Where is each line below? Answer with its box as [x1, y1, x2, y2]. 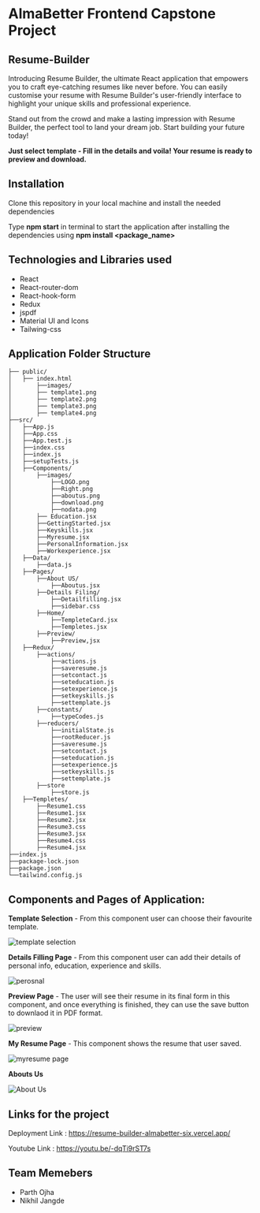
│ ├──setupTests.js [8, 458, 80, 466]
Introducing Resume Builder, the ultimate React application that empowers [8, 74, 249, 83]
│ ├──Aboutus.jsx [8, 582, 101, 590]
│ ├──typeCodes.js [8, 713, 104, 721]
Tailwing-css [19, 324, 61, 333]
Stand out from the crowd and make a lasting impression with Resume [8, 114, 236, 123]
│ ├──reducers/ [8, 720, 80, 727]
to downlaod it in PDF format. [8, 1008, 103, 1018]
